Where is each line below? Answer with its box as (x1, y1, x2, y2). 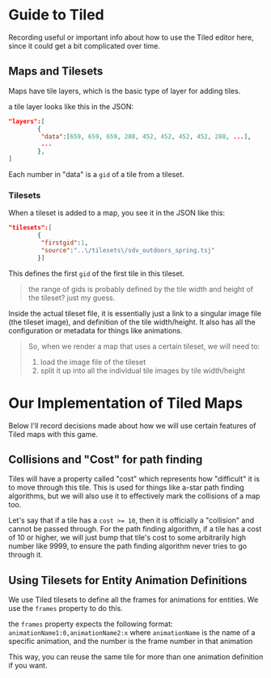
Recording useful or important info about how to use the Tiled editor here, (8, 32, 254, 42)
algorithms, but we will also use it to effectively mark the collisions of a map (8, 491, 260, 501)
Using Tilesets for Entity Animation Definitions (8, 573, 248, 587)
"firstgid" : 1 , (40, 239, 89, 248)
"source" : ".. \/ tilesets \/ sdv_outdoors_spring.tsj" (40, 246, 216, 254)
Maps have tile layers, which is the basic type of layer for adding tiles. (8, 86, 241, 95)
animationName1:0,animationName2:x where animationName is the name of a (8, 628, 256, 638)
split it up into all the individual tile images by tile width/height (40, 366, 245, 375)
